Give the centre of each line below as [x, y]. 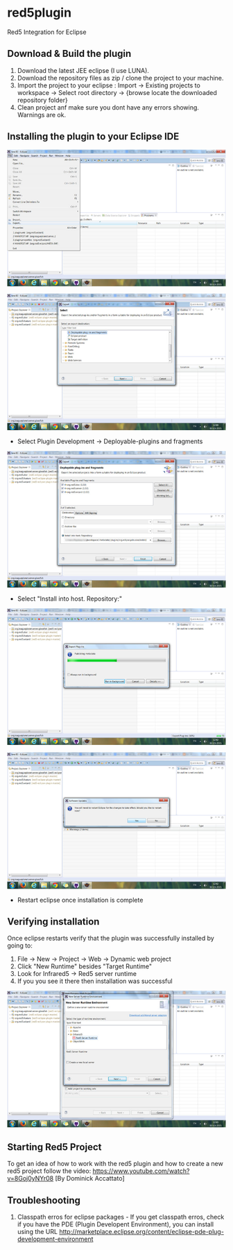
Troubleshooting [44, 1200]
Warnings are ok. [42, 114]
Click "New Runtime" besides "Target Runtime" [85, 966]
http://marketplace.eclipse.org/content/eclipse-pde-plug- [141, 1232]
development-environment [55, 1239]
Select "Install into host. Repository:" [70, 599]
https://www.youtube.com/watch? [141, 1171]
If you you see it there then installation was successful [95, 981]
